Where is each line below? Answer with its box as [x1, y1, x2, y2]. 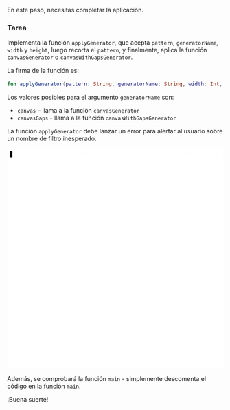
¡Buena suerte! [7, 395, 49, 403]
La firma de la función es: [7, 67, 80, 75]
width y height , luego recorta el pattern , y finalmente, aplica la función [7, 46, 207, 54]
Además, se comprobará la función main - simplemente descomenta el [7, 374, 207, 382]
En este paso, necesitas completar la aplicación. [7, 6, 144, 14]
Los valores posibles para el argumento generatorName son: [7, 93, 174, 102]
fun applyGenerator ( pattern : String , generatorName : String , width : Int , [7, 80, 223, 88]
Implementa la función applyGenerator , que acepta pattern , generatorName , [7, 39, 218, 47]
